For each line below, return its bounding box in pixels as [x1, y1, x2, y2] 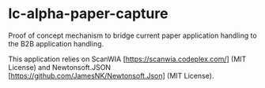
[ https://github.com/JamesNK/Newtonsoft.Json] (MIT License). [8, 71, 214, 80]
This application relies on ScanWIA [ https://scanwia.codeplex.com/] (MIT [8, 54, 247, 64]
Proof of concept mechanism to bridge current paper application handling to [8, 31, 257, 40]
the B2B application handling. [8, 38, 104, 48]
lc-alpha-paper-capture [8, 5, 168, 23]
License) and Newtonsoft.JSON [8, 62, 112, 71]
